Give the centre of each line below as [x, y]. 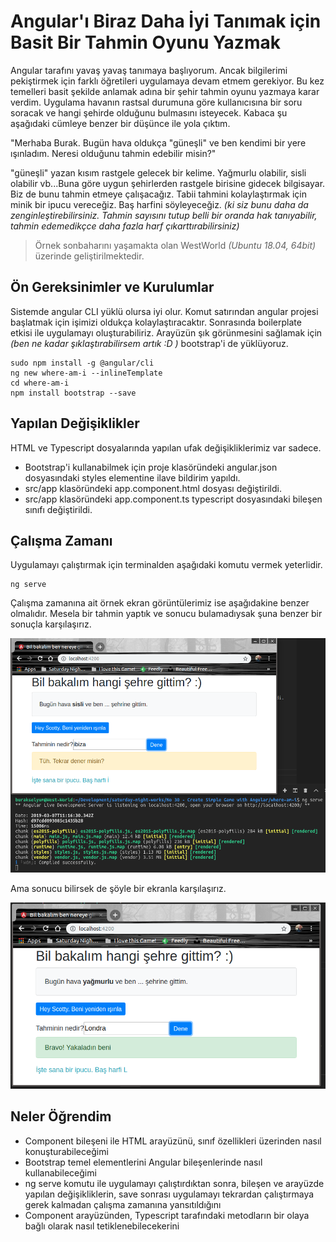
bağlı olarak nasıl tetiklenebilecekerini [102, 1226]
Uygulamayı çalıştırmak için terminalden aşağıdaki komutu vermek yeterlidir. [166, 565]
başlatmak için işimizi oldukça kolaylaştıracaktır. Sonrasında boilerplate [156, 322]
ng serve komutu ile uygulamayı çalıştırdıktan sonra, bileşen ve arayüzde [174, 1183]
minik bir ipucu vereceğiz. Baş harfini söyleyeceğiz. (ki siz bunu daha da [159, 204]
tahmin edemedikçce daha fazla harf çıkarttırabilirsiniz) [125, 226]
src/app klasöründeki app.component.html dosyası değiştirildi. [153, 488]
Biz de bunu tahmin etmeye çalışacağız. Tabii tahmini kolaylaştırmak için [159, 194]
